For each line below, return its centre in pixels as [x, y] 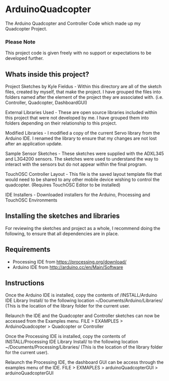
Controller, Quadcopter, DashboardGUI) [46, 103]
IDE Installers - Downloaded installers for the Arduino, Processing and [78, 195]
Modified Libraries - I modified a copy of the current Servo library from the [83, 133]
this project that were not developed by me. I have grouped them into [77, 118]
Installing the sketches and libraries [63, 216]
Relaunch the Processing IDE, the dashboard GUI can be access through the [84, 362]
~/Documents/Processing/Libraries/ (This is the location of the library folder [84, 347]
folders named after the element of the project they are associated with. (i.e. [84, 97]
